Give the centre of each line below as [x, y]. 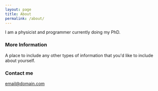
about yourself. [20, 61]
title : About [18, 14]
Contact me [19, 73]
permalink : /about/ [25, 18]
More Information [26, 45]
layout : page [18, 9]
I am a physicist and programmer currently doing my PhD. [63, 32]
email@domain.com [25, 83]
